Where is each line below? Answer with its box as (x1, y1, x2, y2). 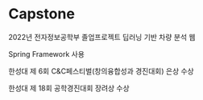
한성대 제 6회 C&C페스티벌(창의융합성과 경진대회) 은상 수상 (8, 66, 195, 76)
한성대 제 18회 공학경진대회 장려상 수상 (8, 83, 130, 93)
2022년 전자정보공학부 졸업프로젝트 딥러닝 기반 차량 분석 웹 (8, 32, 196, 42)
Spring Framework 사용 (8, 49, 85, 58)
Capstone (8, 5, 75, 23)
